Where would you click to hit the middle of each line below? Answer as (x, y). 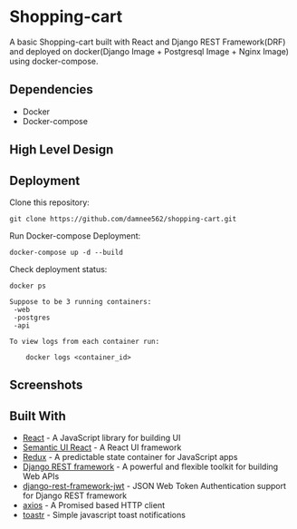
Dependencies (51, 89)
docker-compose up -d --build (67, 252)
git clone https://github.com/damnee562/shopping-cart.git (123, 219)
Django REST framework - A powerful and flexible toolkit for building (150, 467)
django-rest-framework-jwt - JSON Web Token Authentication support (154, 486)
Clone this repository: (50, 202)
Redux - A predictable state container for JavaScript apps (130, 457)
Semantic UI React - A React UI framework (102, 447)
